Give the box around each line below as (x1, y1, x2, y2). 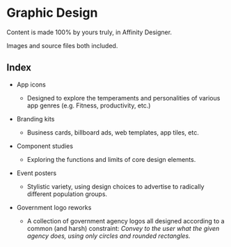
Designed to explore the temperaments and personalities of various (26, 93, 221, 102)
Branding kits (16, 114, 55, 123)
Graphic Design (6, 5, 98, 21)
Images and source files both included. (6, 41, 118, 50)
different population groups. (26, 190, 108, 198)
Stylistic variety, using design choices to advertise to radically (26, 182, 205, 190)
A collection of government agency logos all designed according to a (26, 216, 225, 225)
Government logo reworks (16, 203, 92, 211)
